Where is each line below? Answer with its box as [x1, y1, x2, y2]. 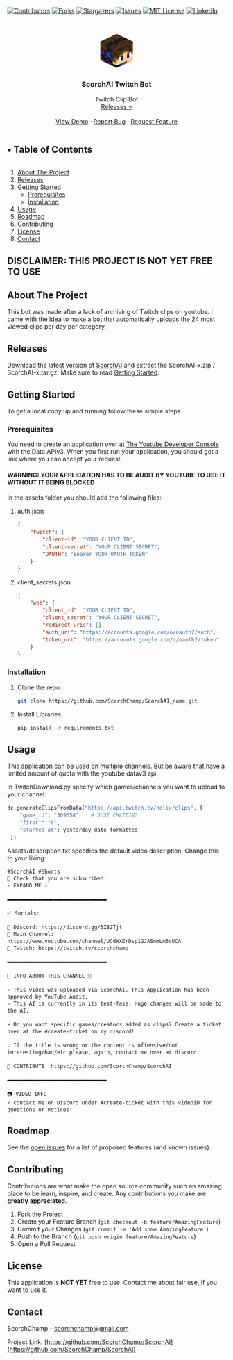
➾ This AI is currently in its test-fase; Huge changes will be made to [7, 1000, 222, 1007]
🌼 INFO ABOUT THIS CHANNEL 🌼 [7, 972, 92, 979]
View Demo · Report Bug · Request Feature [55, 117, 178, 126]
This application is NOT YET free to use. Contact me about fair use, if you [7, 1279, 217, 1287]
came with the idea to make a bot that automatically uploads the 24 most [7, 315, 216, 323]
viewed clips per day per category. [7, 322, 106, 331]
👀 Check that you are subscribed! [7, 875, 107, 882]
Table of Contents [13, 143, 92, 156]
